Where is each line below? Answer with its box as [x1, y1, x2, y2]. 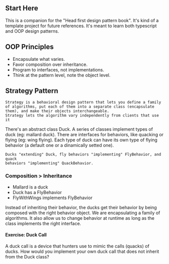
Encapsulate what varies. [12, 56, 65, 62]
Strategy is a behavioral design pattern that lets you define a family [5, 100, 161, 105]
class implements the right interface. [5, 220, 82, 226]
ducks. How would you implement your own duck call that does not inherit [5, 248, 159, 254]
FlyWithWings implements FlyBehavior [12, 195, 93, 201]
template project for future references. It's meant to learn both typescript [5, 23, 157, 29]
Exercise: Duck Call [5, 232, 47, 238]
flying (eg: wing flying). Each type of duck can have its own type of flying [5, 137, 158, 143]
